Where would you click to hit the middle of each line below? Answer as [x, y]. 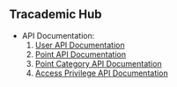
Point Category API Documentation [98, 63]
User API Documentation [80, 45]
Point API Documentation [80, 54]
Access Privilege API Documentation [102, 73]
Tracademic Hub [55, 14]
